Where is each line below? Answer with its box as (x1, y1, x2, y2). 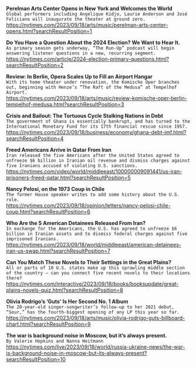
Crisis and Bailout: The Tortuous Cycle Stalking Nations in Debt (6, 113, 163, 119)
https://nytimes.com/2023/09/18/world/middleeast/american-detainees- (6, 241, 182, 248)
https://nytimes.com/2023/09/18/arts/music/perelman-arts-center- (6, 22, 168, 28)
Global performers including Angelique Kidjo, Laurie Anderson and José (6, 11, 188, 17)
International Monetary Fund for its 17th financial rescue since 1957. (6, 124, 188, 130)
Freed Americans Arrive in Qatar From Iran (6, 146, 111, 153)
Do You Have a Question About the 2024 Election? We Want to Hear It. (6, 39, 181, 46)
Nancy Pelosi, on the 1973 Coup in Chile (6, 186, 105, 192)
